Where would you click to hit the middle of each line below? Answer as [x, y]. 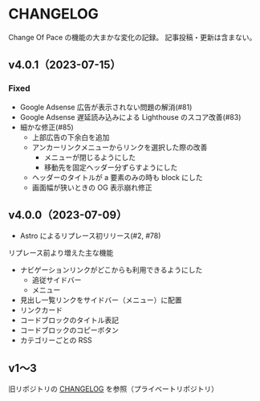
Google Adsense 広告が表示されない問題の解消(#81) [106, 107]
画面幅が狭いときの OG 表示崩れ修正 [92, 187]
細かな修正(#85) [47, 127]
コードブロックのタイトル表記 [69, 320]
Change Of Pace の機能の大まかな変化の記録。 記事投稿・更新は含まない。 [132, 37]
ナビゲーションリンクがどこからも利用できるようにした [111, 270]
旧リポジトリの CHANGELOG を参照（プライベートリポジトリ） [114, 389]
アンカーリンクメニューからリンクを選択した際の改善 [120, 147]
